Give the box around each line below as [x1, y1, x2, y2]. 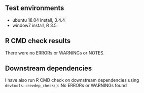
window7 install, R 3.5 [12, 22, 57, 28]
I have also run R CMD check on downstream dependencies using [5, 77, 139, 83]
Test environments [5, 4, 64, 12]
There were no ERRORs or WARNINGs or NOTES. [5, 49, 105, 56]
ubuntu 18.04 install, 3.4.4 [12, 17, 65, 23]
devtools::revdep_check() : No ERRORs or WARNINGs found [5, 83, 127, 89]
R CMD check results [5, 37, 71, 45]
